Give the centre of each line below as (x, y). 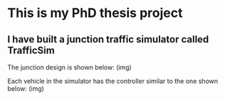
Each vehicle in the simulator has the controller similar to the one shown (113, 81)
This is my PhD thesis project (95, 13)
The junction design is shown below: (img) (69, 67)
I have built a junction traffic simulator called (108, 39)
